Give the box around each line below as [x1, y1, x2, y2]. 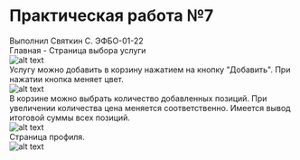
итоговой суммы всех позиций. [9, 112, 131, 123]
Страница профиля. [9, 131, 86, 142]
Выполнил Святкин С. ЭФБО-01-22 [9, 35, 145, 46]
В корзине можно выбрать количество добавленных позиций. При [9, 92, 267, 104]
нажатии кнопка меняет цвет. [9, 73, 125, 84]
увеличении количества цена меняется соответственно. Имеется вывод [9, 102, 291, 113]
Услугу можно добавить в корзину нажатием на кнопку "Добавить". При [9, 64, 291, 75]
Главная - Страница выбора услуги [9, 44, 146, 55]
